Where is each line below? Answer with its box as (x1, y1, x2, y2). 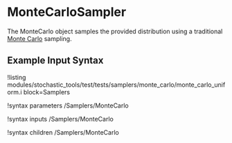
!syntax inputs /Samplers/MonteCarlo (7, 115, 114, 123)
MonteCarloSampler (7, 4, 127, 20)
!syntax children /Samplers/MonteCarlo (7, 128, 119, 136)
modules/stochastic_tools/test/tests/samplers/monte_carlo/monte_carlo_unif (7, 81, 226, 89)
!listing (7, 73, 26, 81)
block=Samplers (23, 87, 71, 96)
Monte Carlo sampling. (7, 34, 72, 42)
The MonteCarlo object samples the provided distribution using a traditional (7, 27, 223, 35)
